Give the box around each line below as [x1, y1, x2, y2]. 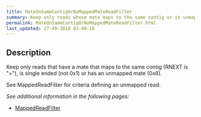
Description [6, 47, 51, 57]
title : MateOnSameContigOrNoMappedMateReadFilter [6, 8, 133, 15]
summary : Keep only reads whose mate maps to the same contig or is [6, 14, 181, 20]
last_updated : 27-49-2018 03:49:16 [6, 25, 95, 32]
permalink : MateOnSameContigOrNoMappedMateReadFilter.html [6, 20, 157, 26]
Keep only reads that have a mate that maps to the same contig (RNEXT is [6, 63, 188, 70]
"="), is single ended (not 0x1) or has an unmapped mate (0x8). [6, 70, 163, 77]
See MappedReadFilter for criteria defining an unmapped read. [6, 81, 161, 88]
